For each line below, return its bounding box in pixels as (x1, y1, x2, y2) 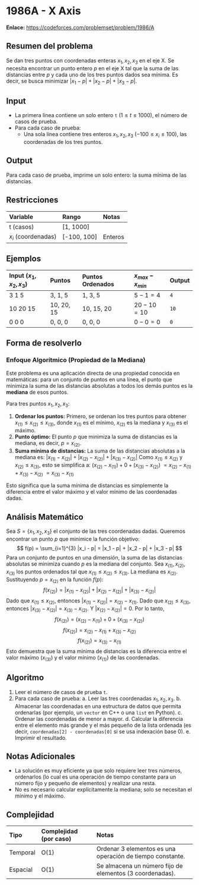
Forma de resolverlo (6, 338, 82, 349)
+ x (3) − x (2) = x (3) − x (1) (14, 469, 74, 478)
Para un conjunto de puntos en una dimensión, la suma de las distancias (6, 554, 182, 561)
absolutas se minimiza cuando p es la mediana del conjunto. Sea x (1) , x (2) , (6, 560, 185, 569)
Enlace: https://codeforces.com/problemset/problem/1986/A (6, 24, 155, 31)
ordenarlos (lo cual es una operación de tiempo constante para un (14, 773, 176, 780)
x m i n (134, 280, 147, 289)
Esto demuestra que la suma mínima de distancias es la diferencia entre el (6, 648, 187, 655)
